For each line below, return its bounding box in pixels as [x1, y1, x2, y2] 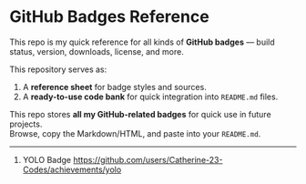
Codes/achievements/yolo [22, 164, 122, 175]
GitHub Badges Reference [9, 6, 209, 27]
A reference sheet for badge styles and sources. [22, 81, 207, 92]
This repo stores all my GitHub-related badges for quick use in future [9, 108, 271, 119]
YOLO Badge [22, 154, 72, 165]
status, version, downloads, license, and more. [9, 46, 184, 56]
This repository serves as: [9, 64, 107, 75]
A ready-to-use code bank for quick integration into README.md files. [22, 91, 279, 102]
